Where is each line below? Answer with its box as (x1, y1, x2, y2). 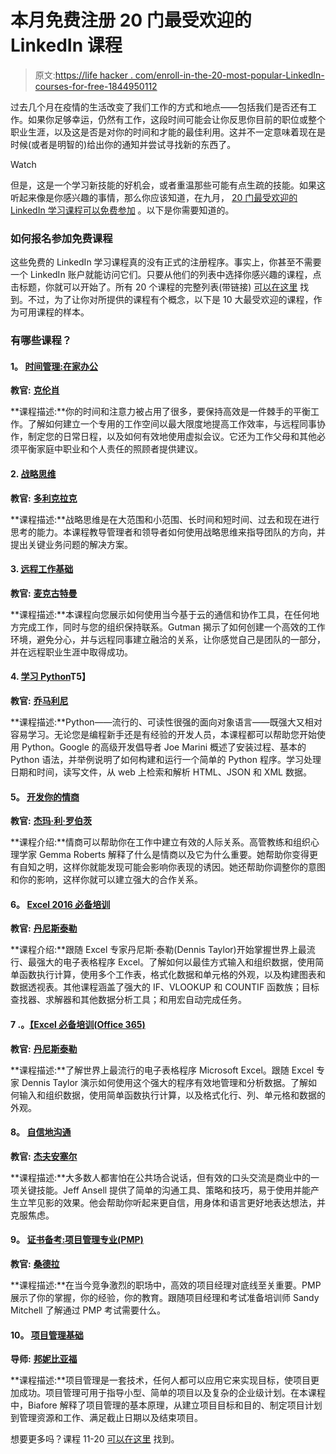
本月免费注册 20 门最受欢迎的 (10, 9, 252, 32)
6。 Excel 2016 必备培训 (10, 898, 111, 910)
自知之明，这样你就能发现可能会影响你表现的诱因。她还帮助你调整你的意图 (18, 861, 326, 873)
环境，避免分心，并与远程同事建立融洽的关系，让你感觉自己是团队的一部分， (10, 633, 326, 645)
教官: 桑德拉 (10, 1257, 60, 1270)
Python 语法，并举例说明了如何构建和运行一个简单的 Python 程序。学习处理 (10, 753, 322, 765)
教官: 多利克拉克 (10, 492, 78, 504)
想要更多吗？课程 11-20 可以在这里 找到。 (10, 1433, 180, 1445)
